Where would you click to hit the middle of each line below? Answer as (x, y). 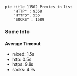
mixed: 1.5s (23, 54)
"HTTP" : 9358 (28, 11)
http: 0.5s (22, 59)
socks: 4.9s (23, 70)
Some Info (17, 31)
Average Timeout (23, 43)
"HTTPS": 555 (27, 15)
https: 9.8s (23, 64)
